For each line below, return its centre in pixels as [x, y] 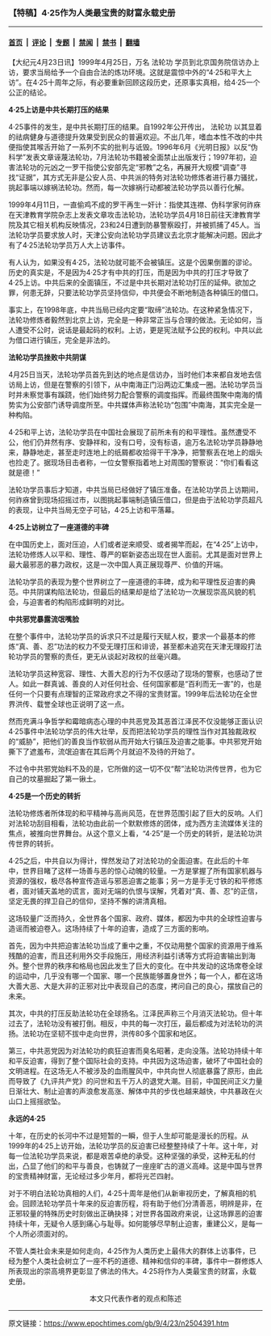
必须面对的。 [51, 1233]
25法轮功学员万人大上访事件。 [79, 245]
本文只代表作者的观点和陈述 [135, 1298]
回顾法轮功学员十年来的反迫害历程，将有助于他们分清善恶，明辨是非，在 [142, 1203]
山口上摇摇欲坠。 [37, 1101]
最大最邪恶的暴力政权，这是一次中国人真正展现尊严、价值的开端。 [118, 564]
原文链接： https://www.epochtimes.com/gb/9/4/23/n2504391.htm [119, 1323]
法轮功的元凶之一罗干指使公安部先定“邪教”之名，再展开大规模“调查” [127, 167]
